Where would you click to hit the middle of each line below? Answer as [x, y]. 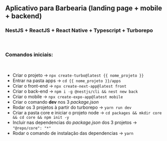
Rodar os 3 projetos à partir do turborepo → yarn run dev [72, 107]
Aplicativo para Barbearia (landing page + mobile [84, 8]
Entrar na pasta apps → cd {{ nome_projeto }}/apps [67, 81]
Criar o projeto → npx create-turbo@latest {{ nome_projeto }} [78, 75]
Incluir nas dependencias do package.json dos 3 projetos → [75, 122]
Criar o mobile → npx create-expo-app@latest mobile [68, 96]
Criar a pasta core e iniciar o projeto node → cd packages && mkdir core [87, 112]
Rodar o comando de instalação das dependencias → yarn [73, 133]
